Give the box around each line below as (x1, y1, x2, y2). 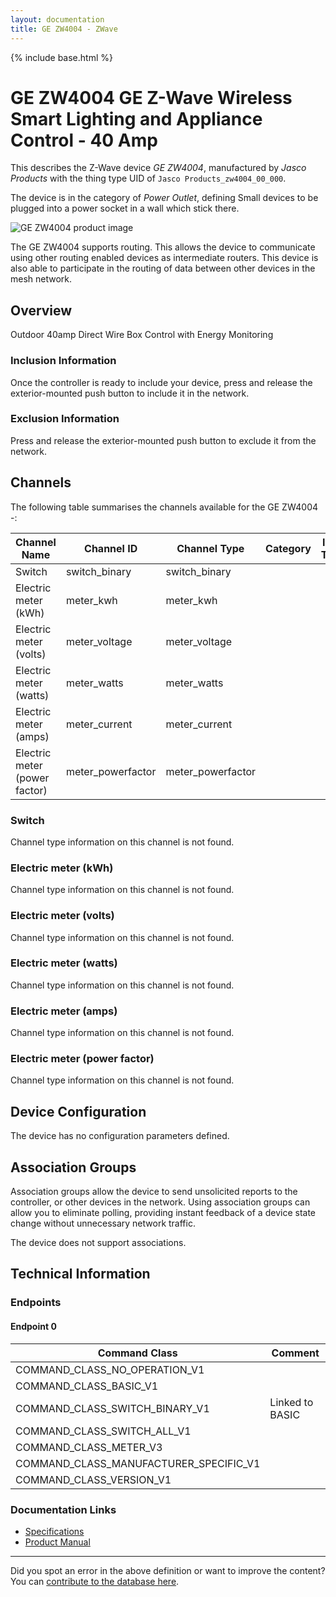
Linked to (269, 1395, 314, 1409)
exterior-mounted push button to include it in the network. (10, 387, 250, 399)
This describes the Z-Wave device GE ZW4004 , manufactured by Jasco (10, 162, 307, 174)
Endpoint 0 (10, 1320, 57, 1332)
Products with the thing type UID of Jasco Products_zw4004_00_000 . (10, 172, 287, 185)
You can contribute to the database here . (10, 1575, 180, 1587)
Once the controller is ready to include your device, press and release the (10, 376, 313, 388)
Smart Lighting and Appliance (10, 107, 263, 130)
